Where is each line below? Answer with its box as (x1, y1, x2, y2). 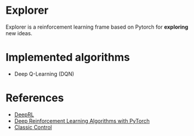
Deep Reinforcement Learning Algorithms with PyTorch (14, 117, 150, 124)
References (5, 91, 64, 105)
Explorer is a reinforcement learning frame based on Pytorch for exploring (5, 23, 189, 30)
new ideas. (5, 29, 33, 36)
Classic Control (14, 123, 52, 131)
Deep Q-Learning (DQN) (14, 70, 75, 78)
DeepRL (14, 111, 34, 118)
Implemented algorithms (5, 51, 130, 64)
